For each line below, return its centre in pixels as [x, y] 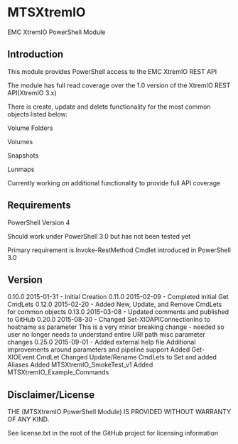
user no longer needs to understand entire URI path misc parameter [107, 335]
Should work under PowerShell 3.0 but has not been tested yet [99, 236]
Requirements [39, 206]
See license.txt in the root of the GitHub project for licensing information [113, 433]
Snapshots [23, 155]
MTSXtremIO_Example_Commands [58, 372]
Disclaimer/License [51, 395]
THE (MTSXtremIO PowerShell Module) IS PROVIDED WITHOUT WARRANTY [119, 412]
